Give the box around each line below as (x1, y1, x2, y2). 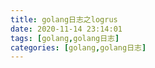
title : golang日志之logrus (10, 14, 118, 25)
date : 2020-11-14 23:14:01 (10, 24, 123, 34)
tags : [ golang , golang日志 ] (10, 33, 120, 43)
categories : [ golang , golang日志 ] (10, 42, 147, 53)
